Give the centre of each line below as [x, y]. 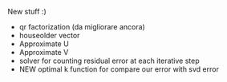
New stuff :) [27, 12]
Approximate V [44, 52]
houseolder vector [49, 35]
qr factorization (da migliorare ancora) [82, 27]
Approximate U [44, 44]
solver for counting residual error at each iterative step [109, 61]
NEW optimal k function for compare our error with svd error [119, 69]
